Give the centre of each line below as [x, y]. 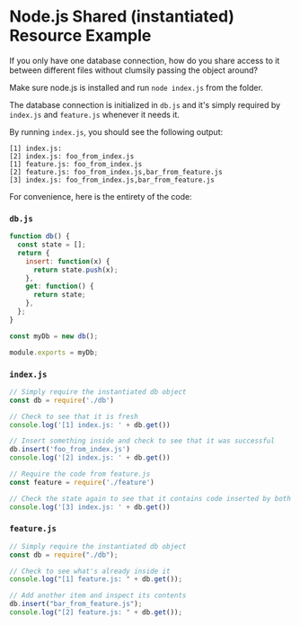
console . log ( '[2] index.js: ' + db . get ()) [90, 458]
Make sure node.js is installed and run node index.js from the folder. [136, 87]
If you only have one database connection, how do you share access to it [145, 60]
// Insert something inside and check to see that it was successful [142, 441]
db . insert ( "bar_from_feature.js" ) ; [76, 604]
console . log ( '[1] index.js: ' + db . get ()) [90, 425]
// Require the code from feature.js [80, 474]
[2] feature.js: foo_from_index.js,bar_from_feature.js [116, 172]
